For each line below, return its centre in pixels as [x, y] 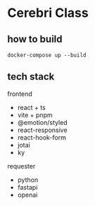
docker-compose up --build [47, 55]
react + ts [31, 107]
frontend [20, 94]
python [28, 180]
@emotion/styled [43, 122]
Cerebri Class [48, 13]
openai [27, 195]
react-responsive [43, 130]
